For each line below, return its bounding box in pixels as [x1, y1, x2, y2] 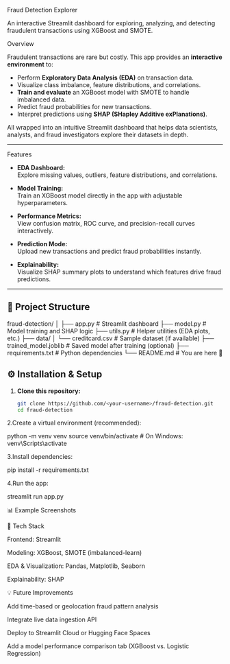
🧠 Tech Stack [7, 522, 44, 530]
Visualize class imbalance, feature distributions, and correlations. [16, 81, 201, 88]
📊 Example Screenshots [7, 506, 77, 514]
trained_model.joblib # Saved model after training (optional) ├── [7, 341, 190, 349]
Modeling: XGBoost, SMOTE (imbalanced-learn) [7, 549, 142, 557]
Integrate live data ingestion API [7, 615, 97, 624]
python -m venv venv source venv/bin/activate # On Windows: [7, 432, 183, 440]
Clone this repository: [16, 387, 81, 395]
